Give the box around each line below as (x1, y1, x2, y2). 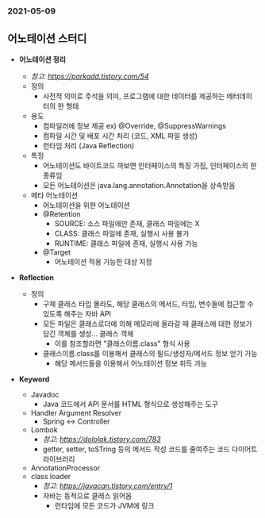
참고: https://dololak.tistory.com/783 (42, 434, 161, 443)
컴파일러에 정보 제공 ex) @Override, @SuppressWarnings (42, 121, 227, 130)
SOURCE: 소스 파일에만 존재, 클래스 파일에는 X (54, 218, 200, 228)
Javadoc (30, 389, 60, 399)
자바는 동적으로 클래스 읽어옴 (42, 490, 132, 501)
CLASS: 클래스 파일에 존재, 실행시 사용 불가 (54, 228, 190, 238)
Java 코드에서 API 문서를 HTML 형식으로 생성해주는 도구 (42, 399, 219, 409)
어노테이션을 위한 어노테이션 (42, 200, 130, 209)
